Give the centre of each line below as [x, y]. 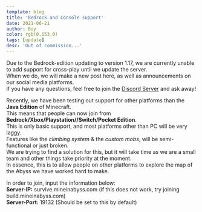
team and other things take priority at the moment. [69, 158]
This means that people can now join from [59, 113]
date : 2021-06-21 [28, 23]
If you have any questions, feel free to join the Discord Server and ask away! [101, 88]
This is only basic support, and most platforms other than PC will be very [97, 126]
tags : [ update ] [25, 40]
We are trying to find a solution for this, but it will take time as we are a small [101, 151]
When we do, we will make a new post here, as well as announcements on [99, 76]
